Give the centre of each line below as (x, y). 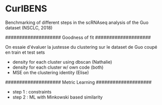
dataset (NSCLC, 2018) (29, 27)
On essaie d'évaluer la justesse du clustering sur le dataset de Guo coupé (81, 47)
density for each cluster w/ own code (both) (58, 67)
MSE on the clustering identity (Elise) (51, 72)
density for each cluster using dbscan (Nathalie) (62, 62)
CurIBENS (26, 9)
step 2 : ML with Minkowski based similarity (57, 97)
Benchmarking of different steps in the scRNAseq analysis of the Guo (77, 22)
